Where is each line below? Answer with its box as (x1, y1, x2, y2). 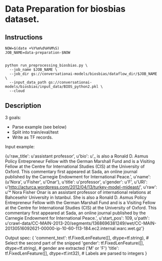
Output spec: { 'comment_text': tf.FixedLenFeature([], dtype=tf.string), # (5, 235, 149, 241)
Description (5, 102, 41, 110)
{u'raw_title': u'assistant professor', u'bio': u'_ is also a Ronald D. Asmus (5, 153, 148, 159)
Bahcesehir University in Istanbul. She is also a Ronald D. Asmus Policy (5, 194, 147, 200)
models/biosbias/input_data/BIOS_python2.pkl (5, 84, 98, 89)
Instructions (5, 33, 43, 41)
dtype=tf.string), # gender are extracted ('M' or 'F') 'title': (5, 245, 119, 251)
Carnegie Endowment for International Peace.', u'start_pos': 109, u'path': (5, 215, 150, 221)
